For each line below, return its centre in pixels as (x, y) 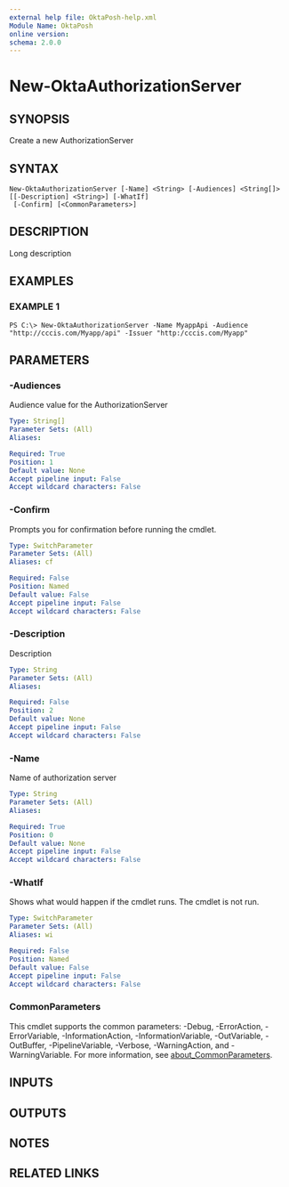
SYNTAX (34, 169)
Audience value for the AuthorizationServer (89, 405)
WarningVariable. (41, 1054)
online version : (39, 34)
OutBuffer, (28, 1045)
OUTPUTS (38, 1113)
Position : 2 (31, 711)
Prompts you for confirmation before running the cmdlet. (113, 529)
